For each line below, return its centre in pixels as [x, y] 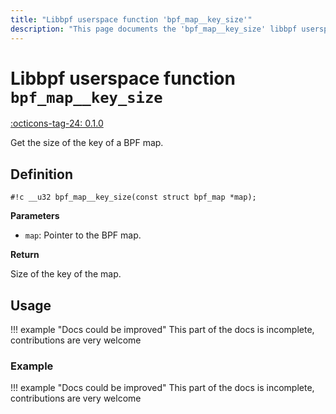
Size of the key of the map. [66, 274]
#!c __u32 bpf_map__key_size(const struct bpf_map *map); [133, 197]
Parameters [35, 216]
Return [25, 255]
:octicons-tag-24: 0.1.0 [57, 123]
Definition [41, 174]
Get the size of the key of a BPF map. [87, 143]
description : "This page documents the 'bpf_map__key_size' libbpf [154, 29]
